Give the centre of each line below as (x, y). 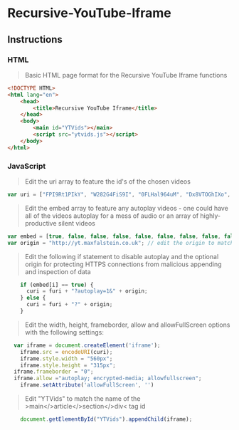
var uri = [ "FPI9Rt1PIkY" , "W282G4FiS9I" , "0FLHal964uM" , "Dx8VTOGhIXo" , (119, 194)
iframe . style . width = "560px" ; (67, 358)
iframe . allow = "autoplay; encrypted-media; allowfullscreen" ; (108, 379)
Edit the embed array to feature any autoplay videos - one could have (127, 208)
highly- (211, 216)
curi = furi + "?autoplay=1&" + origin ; (87, 291)
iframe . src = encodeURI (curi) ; (67, 352)
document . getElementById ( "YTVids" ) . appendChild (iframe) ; (106, 419)
